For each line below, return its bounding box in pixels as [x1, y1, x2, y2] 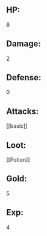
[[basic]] [6, 122, 28, 130]
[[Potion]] [6, 156, 30, 164]
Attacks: [6, 106, 39, 116]
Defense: [6, 72, 42, 83]
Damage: [6, 39, 41, 49]
